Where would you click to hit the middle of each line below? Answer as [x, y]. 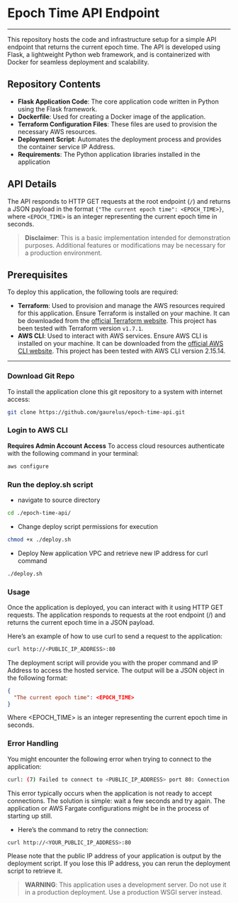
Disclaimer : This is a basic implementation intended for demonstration [127, 237]
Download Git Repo [41, 376]
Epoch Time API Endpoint [84, 13]
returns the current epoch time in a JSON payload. [81, 622]
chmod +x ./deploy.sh [39, 540]
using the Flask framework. [57, 109]
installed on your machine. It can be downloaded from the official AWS [120, 344]
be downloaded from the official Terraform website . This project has [117, 321]
